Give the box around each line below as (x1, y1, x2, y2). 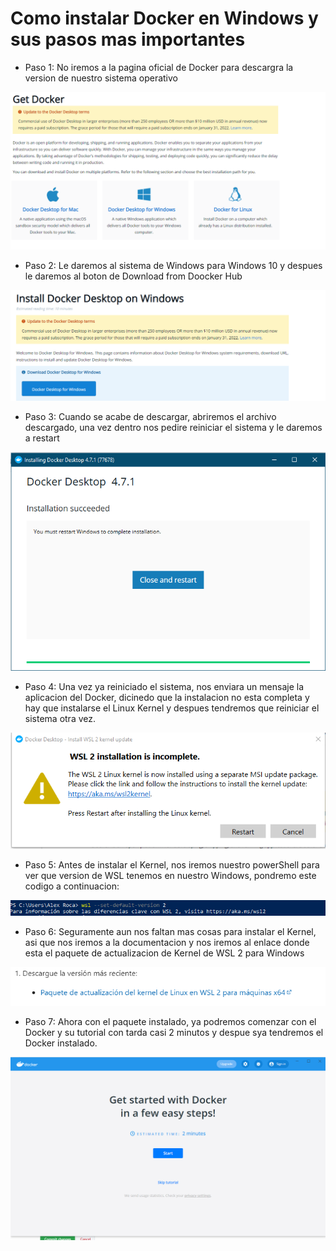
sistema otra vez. (24, 712, 96, 724)
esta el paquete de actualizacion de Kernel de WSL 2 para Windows (24, 947, 305, 959)
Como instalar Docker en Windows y (10, 7, 319, 30)
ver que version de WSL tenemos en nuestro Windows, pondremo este (24, 869, 317, 881)
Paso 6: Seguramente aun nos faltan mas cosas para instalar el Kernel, (24, 925, 317, 937)
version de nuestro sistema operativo (24, 72, 178, 84)
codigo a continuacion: (24, 880, 120, 892)
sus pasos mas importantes (10, 28, 246, 51)
